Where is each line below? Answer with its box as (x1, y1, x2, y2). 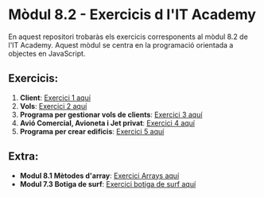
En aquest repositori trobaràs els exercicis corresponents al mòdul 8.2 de (8, 32, 248, 41)
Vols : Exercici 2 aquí (19, 101, 87, 110)
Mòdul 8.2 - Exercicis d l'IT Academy (8, 6, 257, 24)
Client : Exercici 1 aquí (19, 93, 91, 102)
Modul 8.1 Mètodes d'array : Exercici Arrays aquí (19, 171, 180, 180)
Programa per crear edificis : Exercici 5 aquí (19, 126, 165, 136)
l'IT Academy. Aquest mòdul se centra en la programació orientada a (8, 40, 234, 49)
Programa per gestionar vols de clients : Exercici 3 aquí (19, 110, 203, 119)
